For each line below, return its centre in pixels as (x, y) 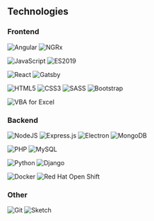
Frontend (23, 32)
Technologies (38, 12)
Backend (23, 120)
